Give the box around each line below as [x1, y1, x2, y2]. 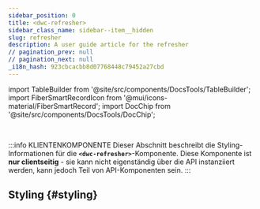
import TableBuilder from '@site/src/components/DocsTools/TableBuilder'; [8, 84, 251, 94]
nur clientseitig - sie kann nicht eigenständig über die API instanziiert [8, 157, 236, 166]
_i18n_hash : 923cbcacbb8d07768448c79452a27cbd [8, 63, 164, 71]
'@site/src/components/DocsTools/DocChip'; [8, 110, 156, 119]
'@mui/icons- [123, 92, 168, 103]
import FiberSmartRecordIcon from [8, 92, 122, 103]
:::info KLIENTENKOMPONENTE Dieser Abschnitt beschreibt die [8, 140, 216, 150]
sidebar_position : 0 [8, 11, 77, 20]
